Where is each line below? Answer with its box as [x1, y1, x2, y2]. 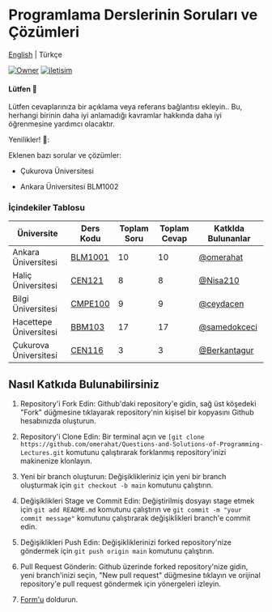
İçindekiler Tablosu [8, 202, 85, 214]
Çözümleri [8, 23, 79, 41]
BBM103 [70, 321, 105, 333]
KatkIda [214, 223, 245, 234]
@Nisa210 [198, 275, 240, 287]
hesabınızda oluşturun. [19, 416, 97, 426]
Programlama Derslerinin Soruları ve [8, 6, 258, 24]
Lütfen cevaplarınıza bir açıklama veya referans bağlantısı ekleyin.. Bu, [8, 102, 243, 112]
